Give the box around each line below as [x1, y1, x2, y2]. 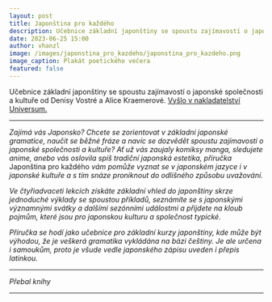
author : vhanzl [9, 42, 61, 50]
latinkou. [9, 253, 39, 263]
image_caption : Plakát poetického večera [9, 57, 151, 66]
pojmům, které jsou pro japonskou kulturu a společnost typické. [9, 211, 221, 221]
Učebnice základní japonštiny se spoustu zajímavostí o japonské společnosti [9, 87, 263, 96]
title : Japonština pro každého [9, 19, 115, 28]
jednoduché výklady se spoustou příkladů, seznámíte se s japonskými [9, 194, 243, 204]
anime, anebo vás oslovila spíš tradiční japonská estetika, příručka [9, 153, 232, 163]
